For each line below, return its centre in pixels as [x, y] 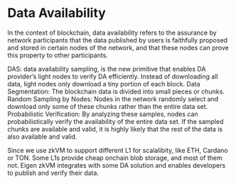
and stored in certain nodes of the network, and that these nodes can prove [118, 47]
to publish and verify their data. [53, 173]
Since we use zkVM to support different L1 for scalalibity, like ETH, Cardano [118, 150]
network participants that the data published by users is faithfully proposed [118, 40]
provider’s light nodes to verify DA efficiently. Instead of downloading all [113, 76]
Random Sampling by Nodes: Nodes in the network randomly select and [113, 99]
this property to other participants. [58, 55]
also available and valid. [42, 137]
